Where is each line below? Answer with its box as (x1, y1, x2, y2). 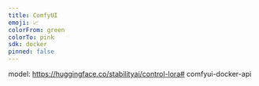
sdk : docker (8, 41, 47, 48)
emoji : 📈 (8, 19, 39, 27)
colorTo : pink (8, 33, 55, 41)
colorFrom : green (8, 26, 65, 34)
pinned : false (8, 48, 55, 56)
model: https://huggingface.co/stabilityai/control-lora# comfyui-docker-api (8, 70, 252, 78)
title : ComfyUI (8, 11, 58, 20)
